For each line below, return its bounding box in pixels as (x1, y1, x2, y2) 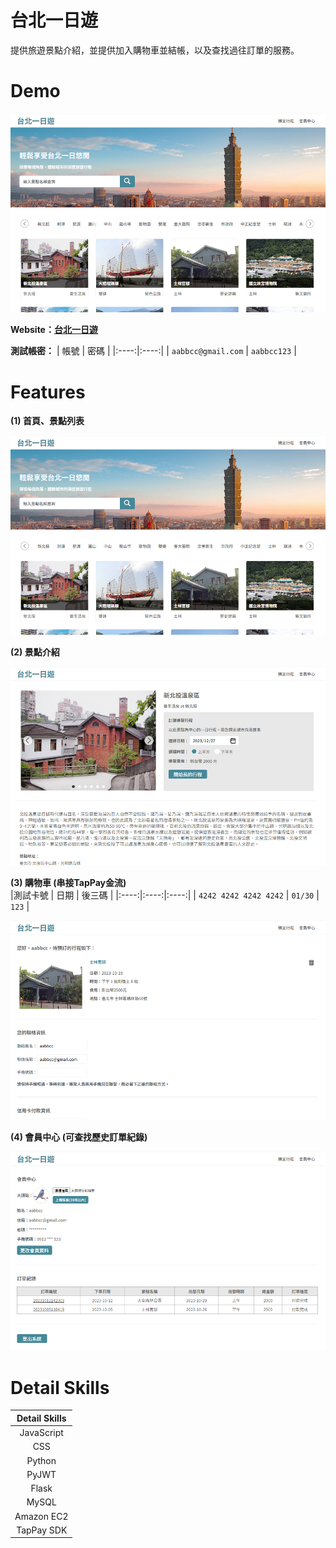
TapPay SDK (16, 1524, 68, 1536)
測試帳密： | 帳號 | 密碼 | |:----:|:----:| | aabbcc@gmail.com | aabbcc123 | (10, 345, 297, 357)
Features (10, 381, 86, 403)
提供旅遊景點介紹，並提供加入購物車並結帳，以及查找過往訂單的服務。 (10, 44, 300, 56)
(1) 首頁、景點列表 (10, 415, 85, 427)
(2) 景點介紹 (10, 646, 60, 658)
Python (26, 1454, 57, 1466)
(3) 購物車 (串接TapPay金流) (10, 877, 127, 889)
